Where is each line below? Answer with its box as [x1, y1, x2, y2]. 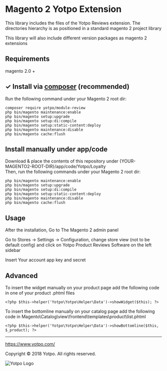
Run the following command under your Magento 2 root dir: [5, 96, 127, 102]
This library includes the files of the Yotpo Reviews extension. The [5, 20, 141, 26]
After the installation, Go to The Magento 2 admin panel [5, 227, 119, 233]
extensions [5, 40, 28, 46]
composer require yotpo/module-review [5, 105, 85, 110]
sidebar [5, 247, 21, 253]
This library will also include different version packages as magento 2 [5, 35, 148, 41]
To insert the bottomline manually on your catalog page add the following [5, 308, 155, 314]
